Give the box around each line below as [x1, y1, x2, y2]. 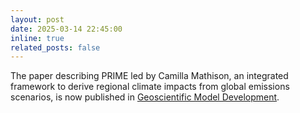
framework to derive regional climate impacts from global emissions [10, 81, 290, 93]
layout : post [10, 14, 65, 25]
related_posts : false [10, 42, 101, 53]
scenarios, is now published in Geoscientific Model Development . [10, 91, 280, 103]
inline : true [10, 33, 65, 43]
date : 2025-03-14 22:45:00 [10, 24, 123, 34]
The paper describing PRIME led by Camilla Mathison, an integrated [10, 70, 289, 82]
